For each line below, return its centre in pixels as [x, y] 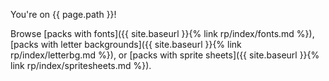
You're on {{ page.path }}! [63, 14]
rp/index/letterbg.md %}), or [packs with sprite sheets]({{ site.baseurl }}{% [165, 55]
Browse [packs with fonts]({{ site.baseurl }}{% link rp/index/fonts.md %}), [162, 33]
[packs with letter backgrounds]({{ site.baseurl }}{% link [126, 44]
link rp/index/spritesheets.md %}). [81, 65]
